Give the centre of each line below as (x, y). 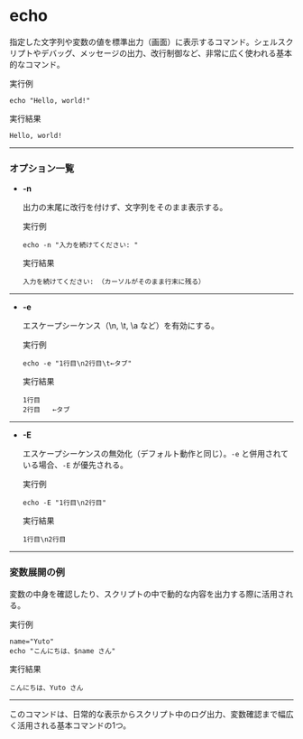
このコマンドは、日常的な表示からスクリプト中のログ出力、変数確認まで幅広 (151, 714)
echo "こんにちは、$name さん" (63, 651)
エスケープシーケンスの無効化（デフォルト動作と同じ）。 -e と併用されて (156, 454)
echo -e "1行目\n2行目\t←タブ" (77, 364)
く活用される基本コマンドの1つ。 (70, 725)
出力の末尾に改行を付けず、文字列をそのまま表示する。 (125, 208)
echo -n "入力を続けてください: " (80, 245)
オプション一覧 (42, 168)
